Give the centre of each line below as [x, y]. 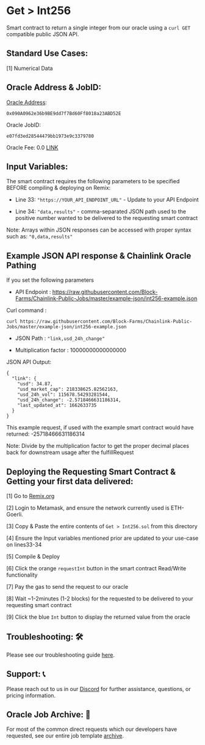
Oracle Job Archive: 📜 [49, 715]
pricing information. [31, 695]
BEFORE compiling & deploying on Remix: [59, 188]
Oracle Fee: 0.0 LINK [32, 147]
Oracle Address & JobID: [54, 87]
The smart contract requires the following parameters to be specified [93, 181]
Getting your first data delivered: [70, 481]
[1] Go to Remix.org [31, 496]
